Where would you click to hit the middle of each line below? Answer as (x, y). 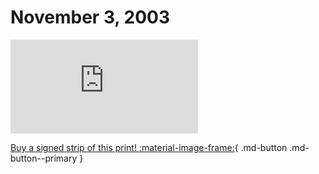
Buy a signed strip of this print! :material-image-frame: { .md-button (149, 147)
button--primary (44, 158)
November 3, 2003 (90, 17)
